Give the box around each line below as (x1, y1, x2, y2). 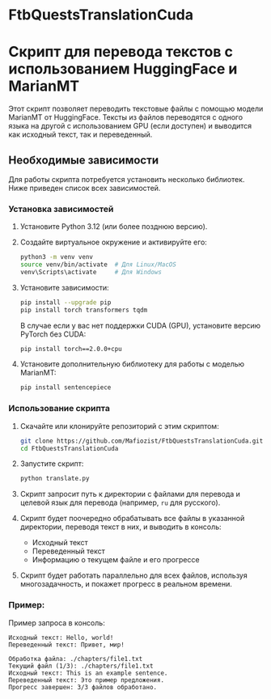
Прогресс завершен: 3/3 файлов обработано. (8, 683, 158, 691)
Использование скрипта (8, 403, 111, 414)
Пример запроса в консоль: (8, 617, 105, 628)
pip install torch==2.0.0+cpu (19, 345, 123, 353)
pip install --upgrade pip (19, 298, 112, 307)
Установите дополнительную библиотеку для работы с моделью (19, 359, 245, 369)
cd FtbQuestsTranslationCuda (19, 444, 119, 452)
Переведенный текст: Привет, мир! (8, 641, 125, 649)
